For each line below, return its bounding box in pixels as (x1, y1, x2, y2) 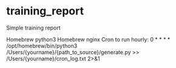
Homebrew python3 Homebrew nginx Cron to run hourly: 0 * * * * (6, 36, 171, 43)
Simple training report (6, 24, 61, 31)
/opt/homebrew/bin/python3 (6, 42, 78, 49)
